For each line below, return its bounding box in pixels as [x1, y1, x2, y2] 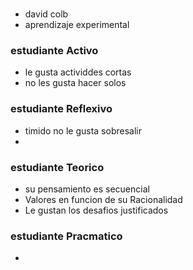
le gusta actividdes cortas [24, 66, 132, 78]
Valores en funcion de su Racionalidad [24, 194, 183, 206]
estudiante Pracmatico [10, 229, 123, 243]
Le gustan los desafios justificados [24, 204, 169, 217]
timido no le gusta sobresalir [24, 124, 142, 137]
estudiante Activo [10, 44, 99, 58]
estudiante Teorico [10, 160, 105, 174]
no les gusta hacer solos [24, 77, 127, 89]
